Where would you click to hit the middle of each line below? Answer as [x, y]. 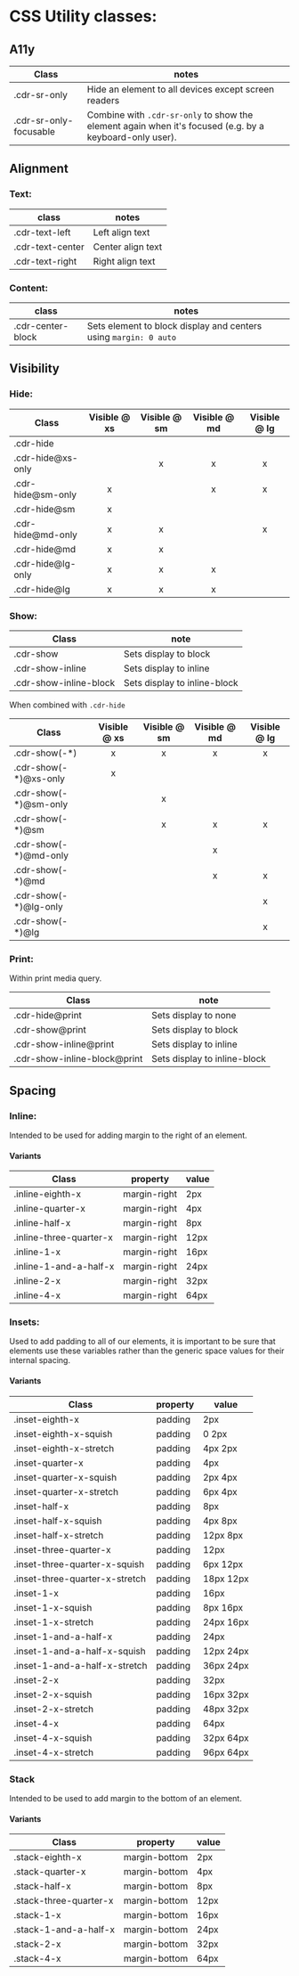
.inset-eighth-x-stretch [64, 1448]
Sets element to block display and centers [174, 325]
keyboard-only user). [132, 137]
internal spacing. [40, 1360]
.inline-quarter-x [50, 1209]
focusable [35, 131]
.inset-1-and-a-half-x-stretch [81, 1665]
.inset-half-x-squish [58, 1521]
